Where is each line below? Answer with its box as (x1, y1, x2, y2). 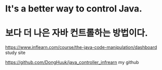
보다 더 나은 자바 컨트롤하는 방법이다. (5, 27, 148, 39)
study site (5, 49, 26, 55)
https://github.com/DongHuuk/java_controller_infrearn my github (5, 59, 139, 65)
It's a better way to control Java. (5, 3, 142, 14)
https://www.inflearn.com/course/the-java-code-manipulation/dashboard (5, 44, 157, 50)
